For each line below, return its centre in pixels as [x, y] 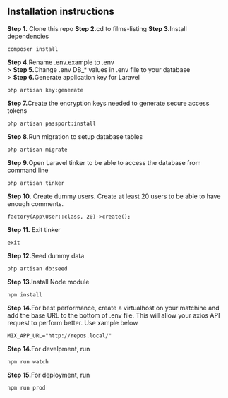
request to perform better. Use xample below [73, 322]
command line [28, 170]
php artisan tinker [36, 183]
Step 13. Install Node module [48, 282]
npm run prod [26, 387]
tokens [17, 110]
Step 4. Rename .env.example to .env [61, 62]
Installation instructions [61, 12]
